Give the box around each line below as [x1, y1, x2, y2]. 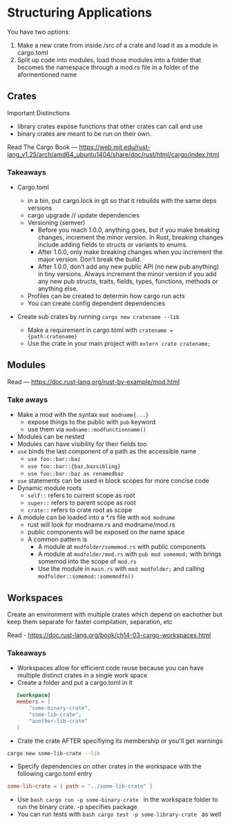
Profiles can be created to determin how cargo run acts [27, 292, 185, 300]
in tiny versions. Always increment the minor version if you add [37, 270, 217, 278]
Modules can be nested [17, 433, 85, 441]
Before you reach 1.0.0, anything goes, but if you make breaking [37, 226, 220, 234]
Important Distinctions [7, 108, 70, 117]
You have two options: [7, 28, 71, 36]
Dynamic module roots [17, 484, 82, 492]
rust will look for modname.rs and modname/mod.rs [27, 521, 175, 529]
